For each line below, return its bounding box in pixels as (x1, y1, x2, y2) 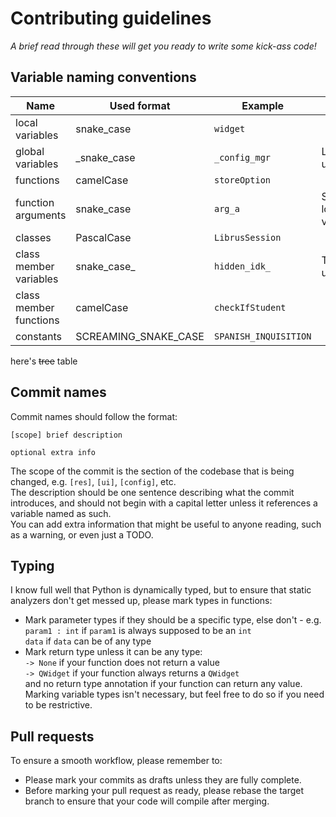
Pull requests (10, 728, 95, 745)
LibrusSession (213, 232, 282, 243)
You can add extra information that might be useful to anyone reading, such (10, 518, 322, 530)
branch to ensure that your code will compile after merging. (24, 795, 270, 807)
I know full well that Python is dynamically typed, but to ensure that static (10, 584, 312, 596)
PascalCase (75, 230, 132, 244)
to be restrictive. (24, 699, 93, 711)
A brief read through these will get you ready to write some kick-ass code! (10, 40, 317, 52)
